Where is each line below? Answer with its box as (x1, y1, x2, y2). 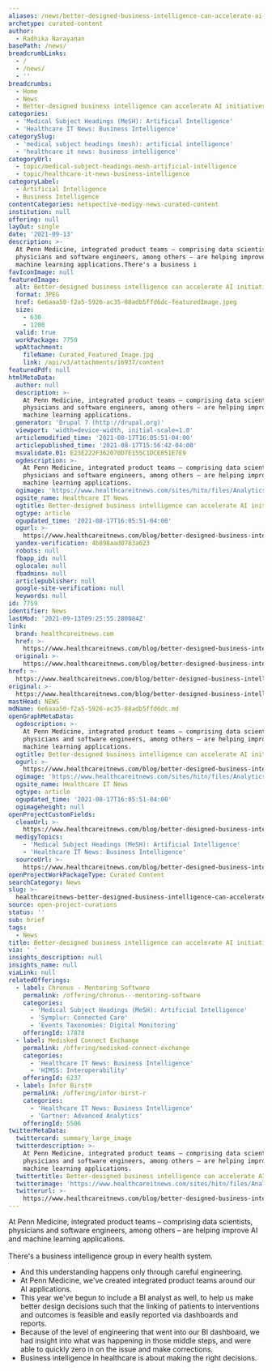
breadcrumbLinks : (8, 49, 67, 58)
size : (15, 305, 35, 314)
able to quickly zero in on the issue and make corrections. (19, 1344, 213, 1354)
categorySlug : (8, 132, 57, 140)
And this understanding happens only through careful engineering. (19, 1267, 243, 1276)
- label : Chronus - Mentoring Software (15, 984, 151, 992)
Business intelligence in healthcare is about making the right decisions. (19, 1353, 257, 1362)
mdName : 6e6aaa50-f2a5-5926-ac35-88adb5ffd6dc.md (8, 705, 180, 713)
